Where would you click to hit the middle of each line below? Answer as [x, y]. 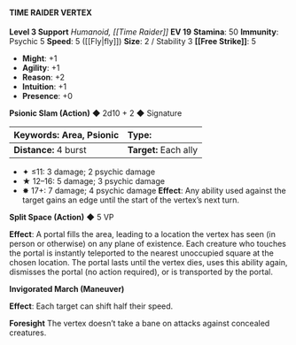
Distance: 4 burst [50, 150]
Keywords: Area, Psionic [66, 135]
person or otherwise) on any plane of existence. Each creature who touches [148, 244]
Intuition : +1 [44, 87]
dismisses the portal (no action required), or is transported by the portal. [141, 272]
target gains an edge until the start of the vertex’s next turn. [131, 200]
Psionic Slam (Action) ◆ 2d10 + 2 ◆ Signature [96, 113]
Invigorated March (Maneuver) [67, 289]
